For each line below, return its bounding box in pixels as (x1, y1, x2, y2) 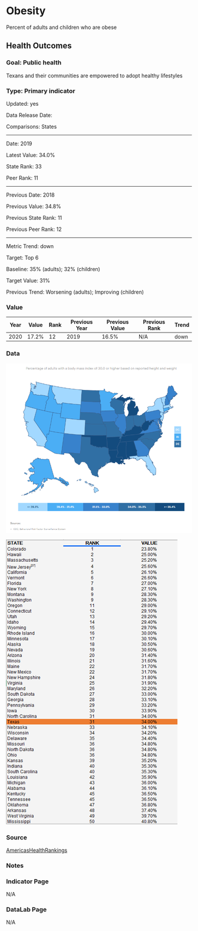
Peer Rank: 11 (6, 174, 38, 181)
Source (6, 833, 28, 841)
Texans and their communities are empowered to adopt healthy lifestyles (6, 72, 183, 79)
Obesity (6, 4, 46, 18)
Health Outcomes (6, 41, 72, 51)
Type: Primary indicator (6, 87, 75, 95)
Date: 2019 (6, 140, 32, 147)
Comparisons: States (6, 123, 57, 130)
